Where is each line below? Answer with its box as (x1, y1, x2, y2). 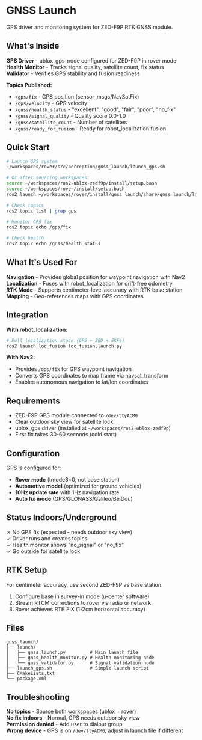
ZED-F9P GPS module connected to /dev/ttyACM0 (14, 412, 138, 419)
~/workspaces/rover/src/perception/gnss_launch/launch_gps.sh (6, 164, 165, 170)
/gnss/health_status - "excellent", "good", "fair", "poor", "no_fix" (14, 106, 176, 113)
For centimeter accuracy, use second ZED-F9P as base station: (6, 581, 164, 588)
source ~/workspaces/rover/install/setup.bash (6, 186, 125, 192)
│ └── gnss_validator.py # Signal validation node (6, 659, 155, 666)
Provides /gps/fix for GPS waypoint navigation (14, 365, 132, 373)
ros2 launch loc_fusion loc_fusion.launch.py (6, 343, 122, 349)
